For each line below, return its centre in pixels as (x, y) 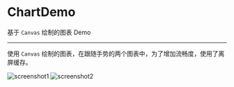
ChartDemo (41, 12)
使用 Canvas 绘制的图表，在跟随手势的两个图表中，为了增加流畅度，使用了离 (116, 54)
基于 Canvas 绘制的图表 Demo (49, 32)
